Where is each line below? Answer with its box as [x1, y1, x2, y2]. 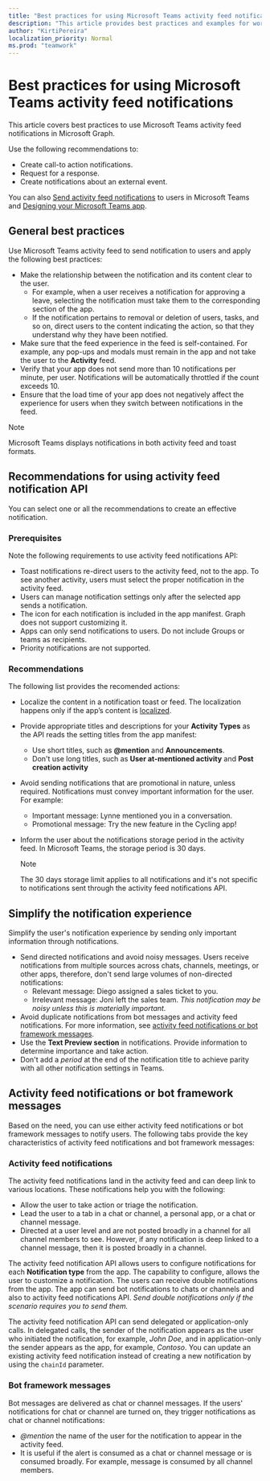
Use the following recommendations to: [8, 144, 139, 154]
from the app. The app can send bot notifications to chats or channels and [8, 1285, 255, 1294]
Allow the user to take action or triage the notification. [19, 1200, 198, 1210]
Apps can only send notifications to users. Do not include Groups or [19, 625, 245, 636]
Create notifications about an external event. [19, 177, 168, 187]
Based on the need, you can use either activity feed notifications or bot [8, 1120, 243, 1130]
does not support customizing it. [19, 617, 128, 627]
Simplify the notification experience [8, 906, 192, 920]
